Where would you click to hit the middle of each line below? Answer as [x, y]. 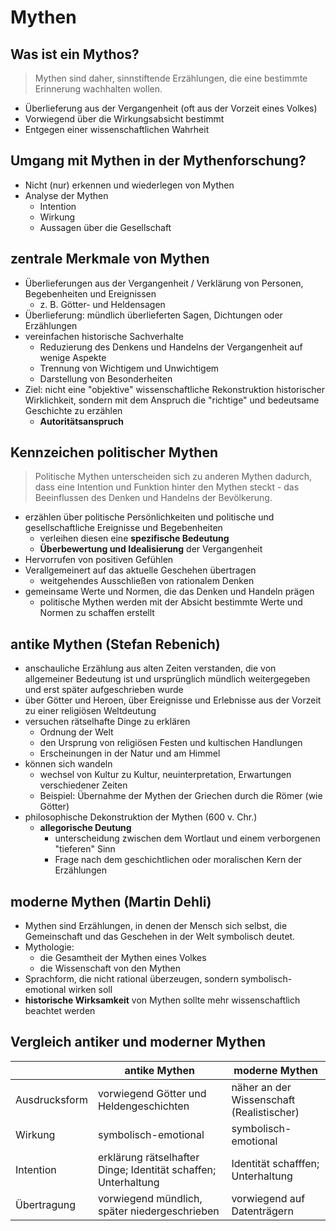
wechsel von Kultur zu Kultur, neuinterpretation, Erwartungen [165, 775]
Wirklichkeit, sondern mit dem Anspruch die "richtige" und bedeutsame [172, 400]
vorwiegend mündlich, [150, 1198]
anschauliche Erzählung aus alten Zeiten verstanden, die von [150, 668]
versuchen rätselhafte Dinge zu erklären [107, 722]
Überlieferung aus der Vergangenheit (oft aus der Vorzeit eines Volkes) [171, 108]
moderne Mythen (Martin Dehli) [111, 901]
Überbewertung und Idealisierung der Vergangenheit [151, 549]
